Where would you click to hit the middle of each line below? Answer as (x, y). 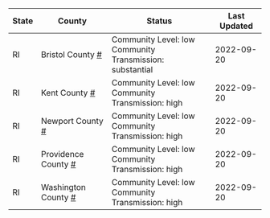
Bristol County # (71, 54)
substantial (132, 70)
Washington (63, 187)
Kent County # (68, 93)
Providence (62, 154)
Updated (236, 26)
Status (160, 21)
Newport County (72, 121)
